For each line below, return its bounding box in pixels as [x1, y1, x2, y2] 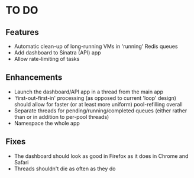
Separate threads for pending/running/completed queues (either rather [14, 107, 187, 114]
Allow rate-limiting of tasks [14, 56, 80, 62]
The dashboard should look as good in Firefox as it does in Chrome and [14, 152, 189, 160]
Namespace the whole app [14, 119, 80, 127]
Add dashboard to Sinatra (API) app [14, 49, 101, 56]
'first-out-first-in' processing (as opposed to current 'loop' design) [14, 94, 177, 101]
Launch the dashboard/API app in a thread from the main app [14, 88, 164, 95]
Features [5, 27, 39, 37]
